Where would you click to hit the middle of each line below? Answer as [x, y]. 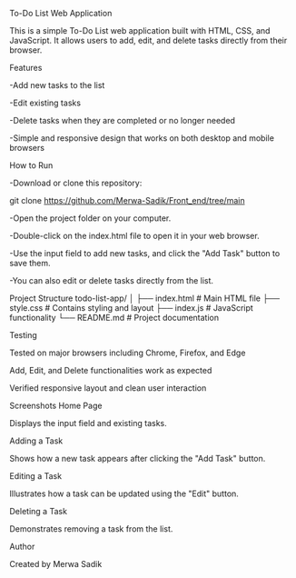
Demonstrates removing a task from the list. [91, 529]
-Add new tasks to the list [57, 85]
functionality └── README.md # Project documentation [114, 318]
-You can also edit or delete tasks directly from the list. [112, 280]
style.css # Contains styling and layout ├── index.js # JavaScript [132, 308]
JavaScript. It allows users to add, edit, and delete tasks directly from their [148, 40]
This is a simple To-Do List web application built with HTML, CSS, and [140, 30]
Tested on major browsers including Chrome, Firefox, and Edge [128, 353]
